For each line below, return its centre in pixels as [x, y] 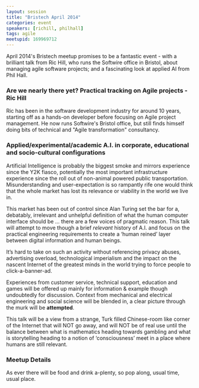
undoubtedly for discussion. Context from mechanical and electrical [89, 295]
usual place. [21, 378]
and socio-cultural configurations [56, 153]
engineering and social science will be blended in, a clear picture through [96, 301]
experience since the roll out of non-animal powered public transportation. [97, 178]
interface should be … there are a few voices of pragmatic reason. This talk [98, 221]
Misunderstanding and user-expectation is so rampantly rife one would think [99, 184]
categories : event [29, 23]
